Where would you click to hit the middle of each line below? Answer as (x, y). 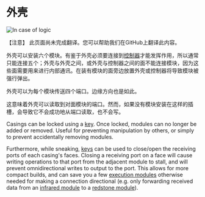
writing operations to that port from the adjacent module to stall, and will (97, 162)
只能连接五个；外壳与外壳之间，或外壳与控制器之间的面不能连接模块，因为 (100, 63)
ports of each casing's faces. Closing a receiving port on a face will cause (99, 155)
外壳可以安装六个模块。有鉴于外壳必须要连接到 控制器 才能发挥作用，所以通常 (103, 55)
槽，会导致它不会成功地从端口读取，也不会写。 (65, 112)
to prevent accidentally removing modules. (60, 137)
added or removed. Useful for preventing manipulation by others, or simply (100, 130)
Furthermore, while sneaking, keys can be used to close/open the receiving (101, 149)
